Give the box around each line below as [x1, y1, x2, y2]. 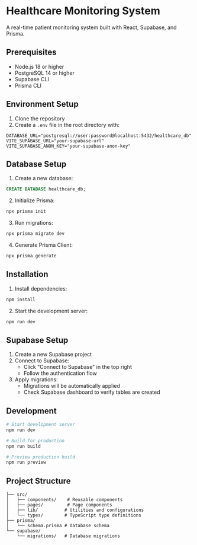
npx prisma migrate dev [6, 231, 65, 237]
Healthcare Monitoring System [6, 4, 161, 18]
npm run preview [6, 460, 46, 466]
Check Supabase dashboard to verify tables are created [23, 388, 161, 396]
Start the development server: [14, 307, 88, 314]
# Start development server [6, 422, 76, 428]
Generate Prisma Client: [14, 241, 73, 248]
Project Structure [6, 476, 71, 486]
